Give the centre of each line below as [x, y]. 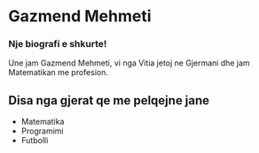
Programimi [42, 131]
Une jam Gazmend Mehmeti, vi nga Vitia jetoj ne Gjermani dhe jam [129, 63]
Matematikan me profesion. [58, 73]
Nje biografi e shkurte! [58, 44]
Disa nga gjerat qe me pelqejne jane [109, 100]
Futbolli [35, 141]
